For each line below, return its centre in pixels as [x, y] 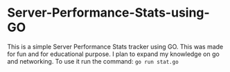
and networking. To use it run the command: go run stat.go [93, 61]
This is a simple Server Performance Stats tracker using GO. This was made [115, 46]
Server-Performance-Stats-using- [108, 13]
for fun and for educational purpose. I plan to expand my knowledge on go [113, 54]
